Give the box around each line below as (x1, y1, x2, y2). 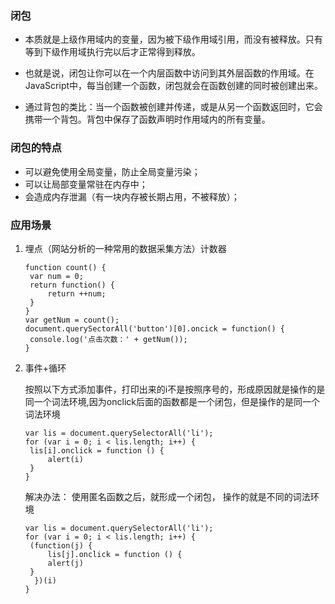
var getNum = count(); (24, 315, 120, 325)
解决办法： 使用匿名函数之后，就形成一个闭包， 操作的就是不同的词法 (24, 490, 311, 502)
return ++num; (47, 288, 107, 299)
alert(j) (47, 558, 84, 568)
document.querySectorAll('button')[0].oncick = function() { (24, 323, 286, 334)
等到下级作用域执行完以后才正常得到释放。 (24, 46, 201, 58)
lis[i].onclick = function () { (29, 445, 165, 456)
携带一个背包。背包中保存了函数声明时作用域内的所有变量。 (24, 113, 271, 126)
